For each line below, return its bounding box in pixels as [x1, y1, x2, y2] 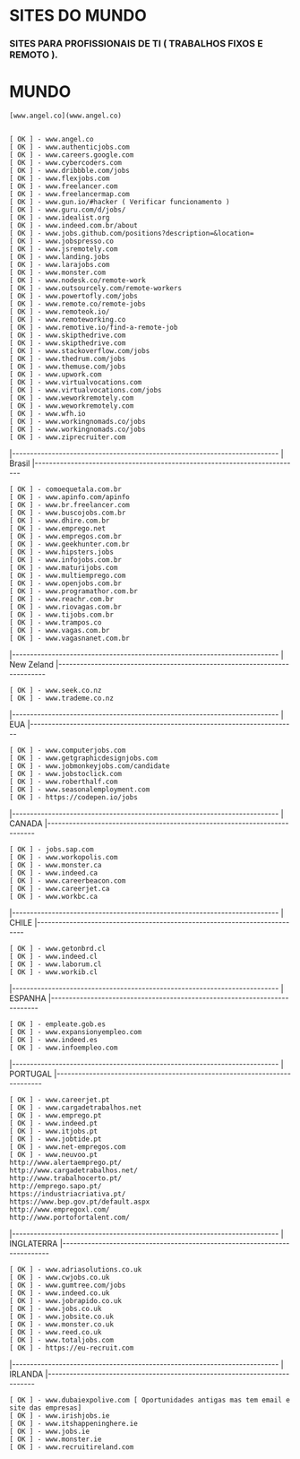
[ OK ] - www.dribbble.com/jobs [9, 167, 130, 176]
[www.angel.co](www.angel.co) [9, 111, 123, 121]
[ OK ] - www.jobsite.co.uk [9, 1312, 115, 1322]
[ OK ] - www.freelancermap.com [9, 190, 130, 199]
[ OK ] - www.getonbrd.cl [9, 945, 106, 954]
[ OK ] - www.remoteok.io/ [9, 307, 110, 316]
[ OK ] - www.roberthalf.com [9, 777, 118, 787]
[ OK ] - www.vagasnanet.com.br [9, 634, 130, 643]
